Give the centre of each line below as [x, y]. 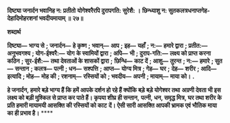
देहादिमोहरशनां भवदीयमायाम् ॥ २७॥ [45, 18]
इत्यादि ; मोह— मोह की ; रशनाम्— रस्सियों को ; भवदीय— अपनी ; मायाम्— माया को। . [101, 76]
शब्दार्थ [14, 32]
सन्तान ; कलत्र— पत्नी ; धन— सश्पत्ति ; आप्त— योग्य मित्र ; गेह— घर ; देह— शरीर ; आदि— [116, 69]
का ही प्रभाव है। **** [30, 113]
